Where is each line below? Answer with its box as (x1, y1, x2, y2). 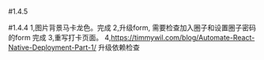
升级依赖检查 (97, 43, 140, 52)
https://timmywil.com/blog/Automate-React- (110, 33, 255, 42)
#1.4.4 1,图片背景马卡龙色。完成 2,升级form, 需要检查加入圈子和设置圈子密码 (8, 23, 257, 32)
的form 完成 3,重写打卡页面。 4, (8, 33, 111, 42)
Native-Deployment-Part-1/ (8, 43, 97, 52)
